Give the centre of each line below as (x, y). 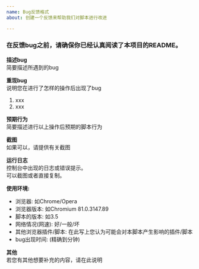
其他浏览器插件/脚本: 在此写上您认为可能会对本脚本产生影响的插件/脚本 (104, 231)
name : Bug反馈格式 (28, 12)
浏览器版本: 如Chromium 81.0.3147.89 (62, 209)
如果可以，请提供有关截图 (38, 147)
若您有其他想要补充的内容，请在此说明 (54, 260)
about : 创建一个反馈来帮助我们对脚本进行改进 (57, 18)
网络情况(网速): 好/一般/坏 (47, 224)
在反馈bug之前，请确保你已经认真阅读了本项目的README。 (94, 45)
